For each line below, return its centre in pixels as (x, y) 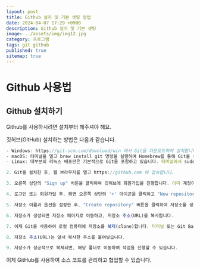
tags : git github (28, 45)
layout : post (22, 12)
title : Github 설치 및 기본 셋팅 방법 (49, 17)
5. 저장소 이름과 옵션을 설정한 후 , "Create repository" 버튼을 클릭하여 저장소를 (96, 205)
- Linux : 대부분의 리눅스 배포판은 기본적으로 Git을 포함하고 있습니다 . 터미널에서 (94, 162)
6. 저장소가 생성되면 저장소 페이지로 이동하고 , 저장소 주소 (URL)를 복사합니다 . (90, 215)
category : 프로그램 (28, 39)
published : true (26, 51)
